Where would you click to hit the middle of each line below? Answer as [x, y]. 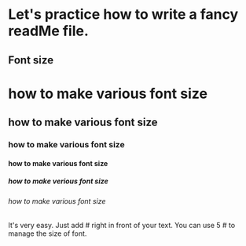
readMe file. [48, 31]
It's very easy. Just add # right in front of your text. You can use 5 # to [122, 226]
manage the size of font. [48, 233]
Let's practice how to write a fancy [123, 14]
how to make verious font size [58, 181]
